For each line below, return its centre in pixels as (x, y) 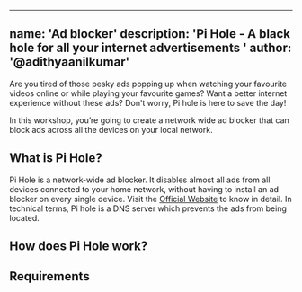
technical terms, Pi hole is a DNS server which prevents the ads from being (148, 208)
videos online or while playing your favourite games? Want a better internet (148, 93)
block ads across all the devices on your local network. (111, 129)
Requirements (49, 276)
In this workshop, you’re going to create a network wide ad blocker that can (149, 120)
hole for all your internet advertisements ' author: (151, 48)
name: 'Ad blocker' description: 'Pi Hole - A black (150, 34)
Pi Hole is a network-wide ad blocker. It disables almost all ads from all (140, 180)
